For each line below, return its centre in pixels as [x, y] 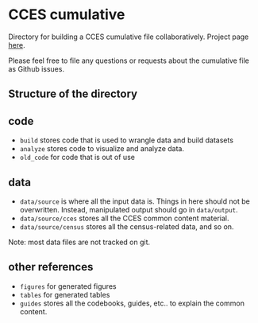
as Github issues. [37, 68]
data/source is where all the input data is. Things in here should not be [135, 201]
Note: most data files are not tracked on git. [79, 242]
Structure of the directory [73, 94]
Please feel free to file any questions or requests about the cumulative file [129, 60]
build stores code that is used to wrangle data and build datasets [127, 140]
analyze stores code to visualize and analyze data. [102, 149]
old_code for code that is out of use [77, 158]
